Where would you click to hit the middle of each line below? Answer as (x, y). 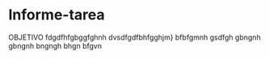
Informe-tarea (57, 15)
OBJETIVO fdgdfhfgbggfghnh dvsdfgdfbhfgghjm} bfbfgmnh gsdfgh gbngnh (134, 37)
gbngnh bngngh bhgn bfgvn (55, 45)
